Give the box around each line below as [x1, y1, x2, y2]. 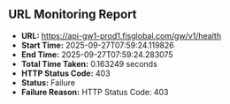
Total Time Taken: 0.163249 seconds [20, 58, 158, 69]
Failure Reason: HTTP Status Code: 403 [20, 86, 169, 97]
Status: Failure [20, 77, 76, 87]
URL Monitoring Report [8, 7, 138, 22]
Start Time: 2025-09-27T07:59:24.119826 [20, 40, 174, 50]
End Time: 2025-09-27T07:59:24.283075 [20, 48, 173, 60]
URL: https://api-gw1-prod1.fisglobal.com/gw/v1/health [20, 30, 222, 41]
